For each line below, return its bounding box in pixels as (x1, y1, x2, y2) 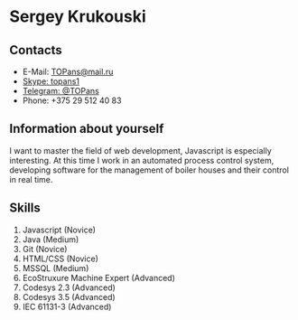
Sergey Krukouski (9, 6, 146, 27)
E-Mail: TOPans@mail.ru (22, 66, 114, 77)
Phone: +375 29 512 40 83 (22, 95, 122, 106)
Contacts (9, 42, 63, 58)
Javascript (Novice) (22, 224, 97, 235)
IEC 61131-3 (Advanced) (22, 301, 112, 312)
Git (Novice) (22, 243, 68, 254)
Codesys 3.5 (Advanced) (22, 291, 116, 302)
